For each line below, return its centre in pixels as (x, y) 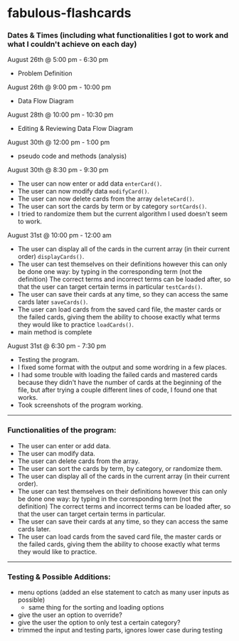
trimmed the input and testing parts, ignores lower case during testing (120, 630)
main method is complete (55, 332)
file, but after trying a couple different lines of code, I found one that (117, 390)
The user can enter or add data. (64, 445)
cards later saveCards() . (53, 302)
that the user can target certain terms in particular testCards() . (110, 287)
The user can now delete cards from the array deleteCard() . (106, 199)
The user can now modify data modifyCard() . (83, 191)
